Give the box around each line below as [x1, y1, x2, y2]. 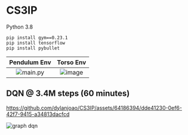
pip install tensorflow [6, 40, 66, 46]
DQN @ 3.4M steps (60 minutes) [6, 89, 130, 99]
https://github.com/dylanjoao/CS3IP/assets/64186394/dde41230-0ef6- [6, 104, 182, 111]
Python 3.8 [6, 23, 33, 30]
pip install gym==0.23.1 [6, 34, 68, 40]
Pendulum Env [9, 58, 51, 66]
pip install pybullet [6, 45, 60, 51]
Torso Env [56, 58, 87, 66]
